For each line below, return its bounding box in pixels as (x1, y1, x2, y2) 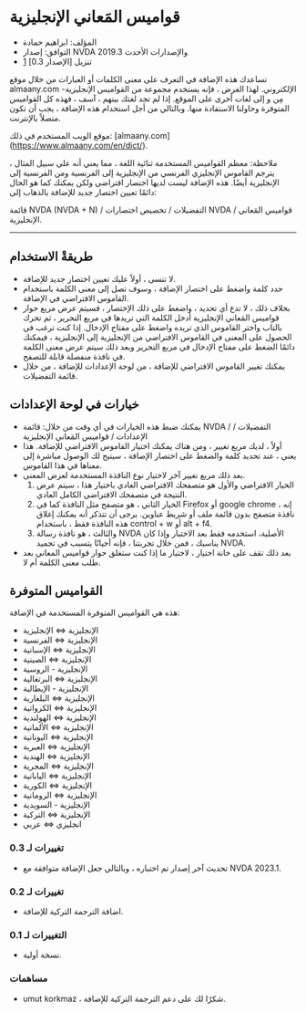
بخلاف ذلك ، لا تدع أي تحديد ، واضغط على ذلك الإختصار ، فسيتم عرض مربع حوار (22, 302, 291, 313)
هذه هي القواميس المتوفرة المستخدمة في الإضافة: (9, 607, 180, 618)
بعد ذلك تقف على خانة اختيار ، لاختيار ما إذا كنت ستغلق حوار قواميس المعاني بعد (22, 547, 291, 558)
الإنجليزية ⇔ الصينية (22, 654, 92, 665)
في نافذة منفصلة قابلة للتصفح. (22, 350, 126, 361)
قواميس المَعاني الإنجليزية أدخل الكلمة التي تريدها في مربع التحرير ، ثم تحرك (22, 312, 280, 323)
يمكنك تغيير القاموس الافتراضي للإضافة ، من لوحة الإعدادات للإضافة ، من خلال (22, 360, 285, 371)
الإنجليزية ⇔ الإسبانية (22, 644, 96, 655)
